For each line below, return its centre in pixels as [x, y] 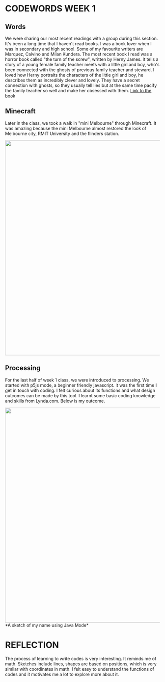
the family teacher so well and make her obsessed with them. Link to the [78, 91]
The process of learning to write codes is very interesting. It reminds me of [81, 658]
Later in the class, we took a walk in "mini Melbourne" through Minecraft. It [81, 123]
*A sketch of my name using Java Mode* [47, 625]
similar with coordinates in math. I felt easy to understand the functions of [80, 669]
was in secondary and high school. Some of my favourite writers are [74, 49]
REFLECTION [32, 645]
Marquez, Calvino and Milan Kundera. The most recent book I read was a [79, 54]
